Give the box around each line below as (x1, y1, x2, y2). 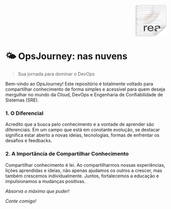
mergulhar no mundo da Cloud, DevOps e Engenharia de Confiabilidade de (5, 91, 163, 97)
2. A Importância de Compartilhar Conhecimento (5, 150, 129, 158)
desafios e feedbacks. (5, 138, 52, 144)
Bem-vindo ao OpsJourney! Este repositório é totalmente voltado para (5, 81, 154, 87)
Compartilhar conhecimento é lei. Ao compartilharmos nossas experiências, (5, 162, 165, 168)
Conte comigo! (5, 198, 37, 204)
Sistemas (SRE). (5, 97, 39, 103)
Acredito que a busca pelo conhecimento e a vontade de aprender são (5, 121, 155, 127)
